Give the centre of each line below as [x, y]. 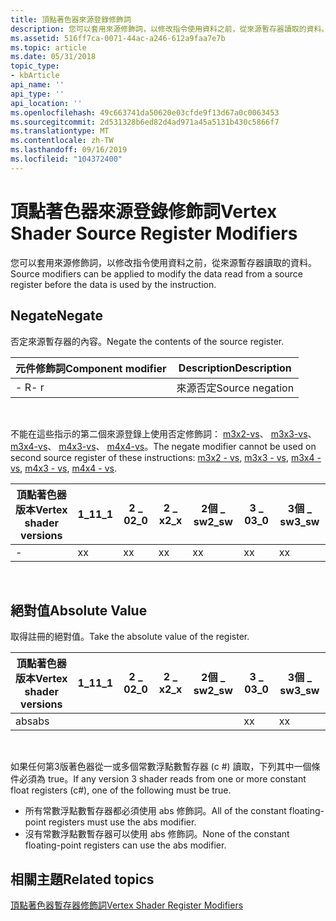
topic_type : [35, 66]
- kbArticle [35, 76]
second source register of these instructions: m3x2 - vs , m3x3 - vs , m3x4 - [166, 457]
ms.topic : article [48, 47]
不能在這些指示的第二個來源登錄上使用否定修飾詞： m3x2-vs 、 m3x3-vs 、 [163, 433]
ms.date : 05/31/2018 [53, 57]
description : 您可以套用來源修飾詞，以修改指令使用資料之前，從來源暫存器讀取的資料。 [170, 29]
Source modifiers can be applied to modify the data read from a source [156, 273]
